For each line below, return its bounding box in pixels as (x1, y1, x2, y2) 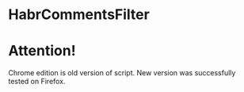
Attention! (8, 42, 77, 60)
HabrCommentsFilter (8, 6, 151, 24)
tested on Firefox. (8, 77, 66, 86)
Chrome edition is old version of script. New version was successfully (8, 68, 236, 78)
